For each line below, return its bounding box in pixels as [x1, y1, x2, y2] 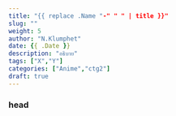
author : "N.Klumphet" [8, 34, 82, 43]
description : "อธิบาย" [8, 49, 79, 58]
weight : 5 [8, 27, 42, 35]
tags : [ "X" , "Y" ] [8, 58, 63, 66]
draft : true [8, 72, 49, 80]
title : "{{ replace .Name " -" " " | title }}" [8, 11, 169, 20]
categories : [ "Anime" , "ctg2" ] [8, 65, 111, 73]
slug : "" [8, 19, 38, 28]
